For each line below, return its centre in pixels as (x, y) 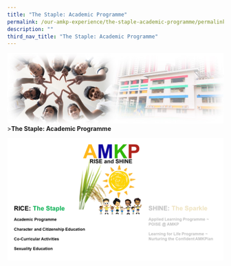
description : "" (30, 29)
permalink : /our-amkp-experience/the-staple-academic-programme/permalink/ (118, 22)
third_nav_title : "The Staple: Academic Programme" (82, 37)
